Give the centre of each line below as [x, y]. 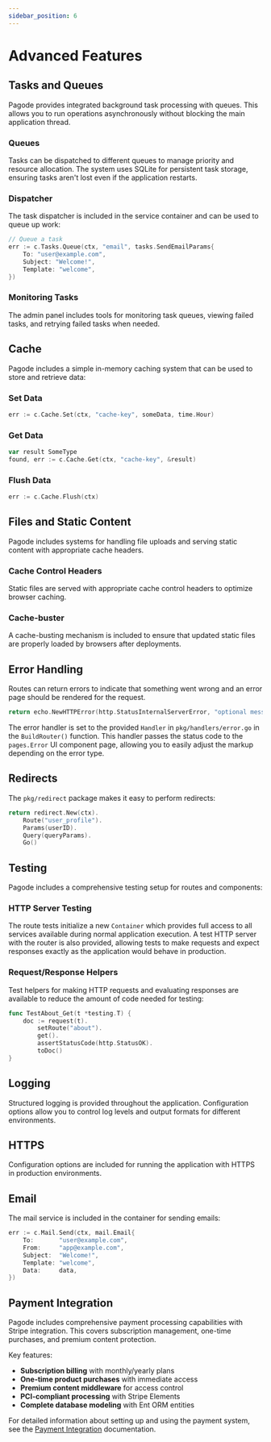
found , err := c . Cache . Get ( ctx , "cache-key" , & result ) [102, 459]
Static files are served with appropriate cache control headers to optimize [131, 589]
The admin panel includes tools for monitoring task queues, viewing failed [131, 315]
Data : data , [50, 1270]
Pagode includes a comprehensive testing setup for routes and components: [135, 887]
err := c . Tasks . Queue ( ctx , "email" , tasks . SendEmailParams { [112, 247]
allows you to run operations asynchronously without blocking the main [127, 113]
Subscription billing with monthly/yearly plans [97, 1371]
